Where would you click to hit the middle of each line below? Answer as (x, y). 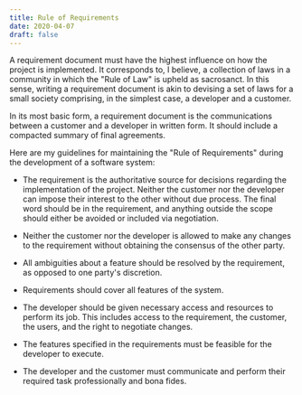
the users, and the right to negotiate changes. (108, 327)
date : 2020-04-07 (42, 26)
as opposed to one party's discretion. (92, 273)
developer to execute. (63, 354)
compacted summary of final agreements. (87, 136)
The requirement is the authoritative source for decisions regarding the (155, 180)
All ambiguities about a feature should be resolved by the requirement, (153, 263)
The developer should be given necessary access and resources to (148, 307)
